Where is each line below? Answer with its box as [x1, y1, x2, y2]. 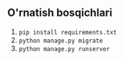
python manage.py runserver [18, 45, 110, 53]
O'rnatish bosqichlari [7, 6, 112, 20]
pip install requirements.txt [18, 28, 118, 36]
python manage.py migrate [18, 37, 103, 45]
